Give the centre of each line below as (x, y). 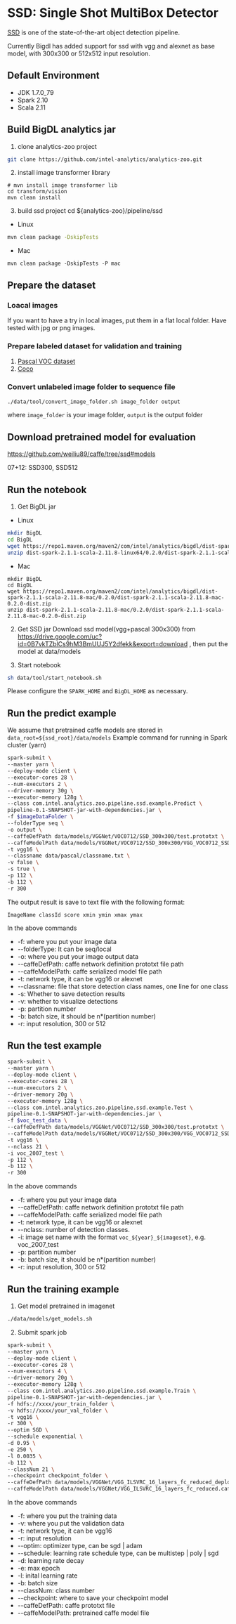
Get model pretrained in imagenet (66, 1306)
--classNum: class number (56, 1591)
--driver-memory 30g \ (40, 791)
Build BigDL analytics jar (61, 130)
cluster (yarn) (27, 745)
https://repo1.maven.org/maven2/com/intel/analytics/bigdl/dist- (120, 591)
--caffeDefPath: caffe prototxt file (66, 1606)
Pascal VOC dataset (46, 361)
